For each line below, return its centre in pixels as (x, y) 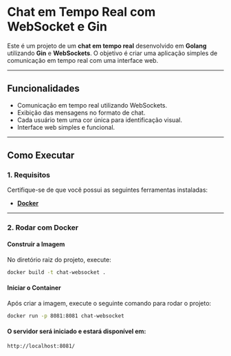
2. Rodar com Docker (43, 228)
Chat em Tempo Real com (81, 12)
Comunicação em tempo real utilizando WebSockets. (92, 105)
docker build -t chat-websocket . (57, 272)
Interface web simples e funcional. (66, 127)
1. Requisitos (29, 175)
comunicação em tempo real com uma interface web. (83, 60)
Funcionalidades (44, 89)
